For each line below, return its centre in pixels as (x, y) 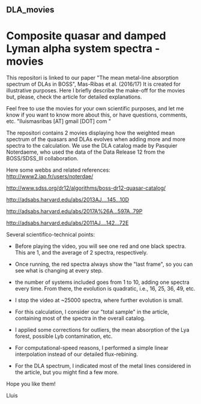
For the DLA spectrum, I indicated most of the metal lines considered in (103, 366)
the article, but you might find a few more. (67, 372)
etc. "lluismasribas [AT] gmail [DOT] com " (58, 121)
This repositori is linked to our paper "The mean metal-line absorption (92, 78)
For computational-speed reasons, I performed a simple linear (91, 348)
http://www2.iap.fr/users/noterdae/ (50, 176)
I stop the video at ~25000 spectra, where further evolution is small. (99, 300)
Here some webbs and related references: (58, 170)
